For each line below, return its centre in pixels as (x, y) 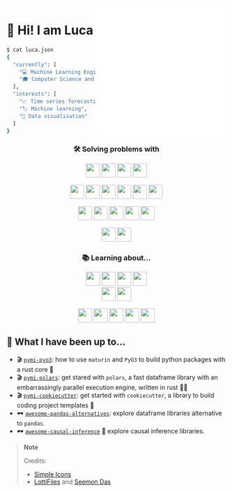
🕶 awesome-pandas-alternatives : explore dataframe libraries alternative (119, 413)
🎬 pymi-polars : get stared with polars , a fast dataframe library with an (117, 377)
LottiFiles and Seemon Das (72, 482)
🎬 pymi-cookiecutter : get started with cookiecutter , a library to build (115, 395)
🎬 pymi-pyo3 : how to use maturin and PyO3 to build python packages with (121, 359)
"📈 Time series (42, 102)
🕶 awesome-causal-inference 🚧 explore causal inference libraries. (110, 430)
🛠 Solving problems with (116, 150)
